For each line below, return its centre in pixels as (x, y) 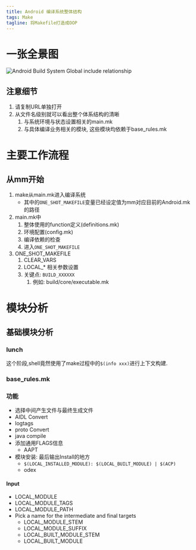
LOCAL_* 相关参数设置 (51, 267)
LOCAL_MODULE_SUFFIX (55, 529)
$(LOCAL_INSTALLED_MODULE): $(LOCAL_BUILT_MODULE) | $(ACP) (100, 464)
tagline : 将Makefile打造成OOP (42, 23)
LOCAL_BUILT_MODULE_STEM (62, 535)
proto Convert (32, 430)
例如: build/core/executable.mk (71, 282)
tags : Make (20, 17)
